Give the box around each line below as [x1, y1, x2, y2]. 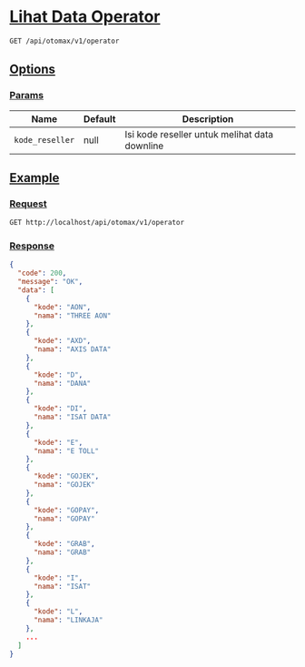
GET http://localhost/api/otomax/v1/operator [9, 218, 184, 227]
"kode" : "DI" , [33, 404, 88, 413]
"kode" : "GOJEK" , [33, 471, 100, 481]
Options [9, 62, 56, 77]
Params [9, 89, 44, 102]
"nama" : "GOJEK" [33, 480, 95, 490]
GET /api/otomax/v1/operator [9, 36, 120, 45]
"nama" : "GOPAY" [33, 514, 95, 523]
